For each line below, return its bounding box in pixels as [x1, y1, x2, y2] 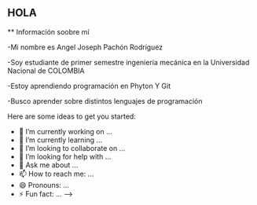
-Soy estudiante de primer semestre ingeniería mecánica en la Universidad [7, 57, 250, 67]
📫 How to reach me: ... [18, 169, 94, 178]
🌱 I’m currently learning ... [18, 135, 103, 145]
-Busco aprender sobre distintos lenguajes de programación [7, 96, 203, 105]
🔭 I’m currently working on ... [18, 126, 112, 136]
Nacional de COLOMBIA [7, 66, 85, 75]
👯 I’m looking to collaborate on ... [18, 143, 126, 152]
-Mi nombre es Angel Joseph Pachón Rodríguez [7, 42, 163, 52]
